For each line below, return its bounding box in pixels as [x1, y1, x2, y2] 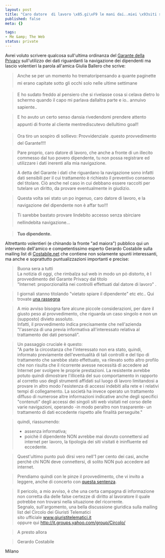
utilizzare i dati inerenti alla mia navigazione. [17, 160, 107, 166]
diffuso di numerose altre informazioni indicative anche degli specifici [17, 393, 158, 399]
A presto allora [17, 529, 47, 535]
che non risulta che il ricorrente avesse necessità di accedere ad [17, 362, 148, 368]
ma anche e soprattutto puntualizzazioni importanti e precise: [5, 256, 129, 262]
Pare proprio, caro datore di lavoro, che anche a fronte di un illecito [17, 150, 153, 155]
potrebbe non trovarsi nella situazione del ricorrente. [17, 498, 124, 504]
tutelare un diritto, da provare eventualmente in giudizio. [17, 185, 131, 191]
